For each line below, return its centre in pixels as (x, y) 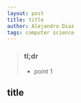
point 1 (43, 71)
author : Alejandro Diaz (41, 26)
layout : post (26, 13)
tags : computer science (41, 32)
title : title (26, 20)
